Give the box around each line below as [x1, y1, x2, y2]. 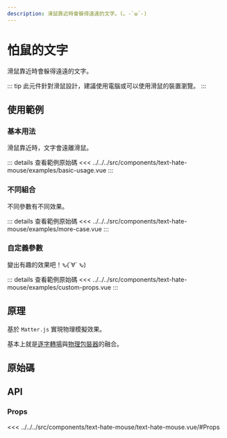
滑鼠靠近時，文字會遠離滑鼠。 [7, 143, 92, 152]
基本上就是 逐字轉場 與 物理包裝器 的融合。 [7, 339, 123, 348]
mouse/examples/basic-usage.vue [7, 166, 107, 175]
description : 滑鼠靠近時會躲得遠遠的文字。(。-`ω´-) [7, 10, 147, 17]
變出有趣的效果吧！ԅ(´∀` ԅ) [7, 260, 87, 269]
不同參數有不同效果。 [7, 202, 68, 210]
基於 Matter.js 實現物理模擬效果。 [7, 324, 106, 333]
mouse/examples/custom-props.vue [7, 283, 112, 291]
